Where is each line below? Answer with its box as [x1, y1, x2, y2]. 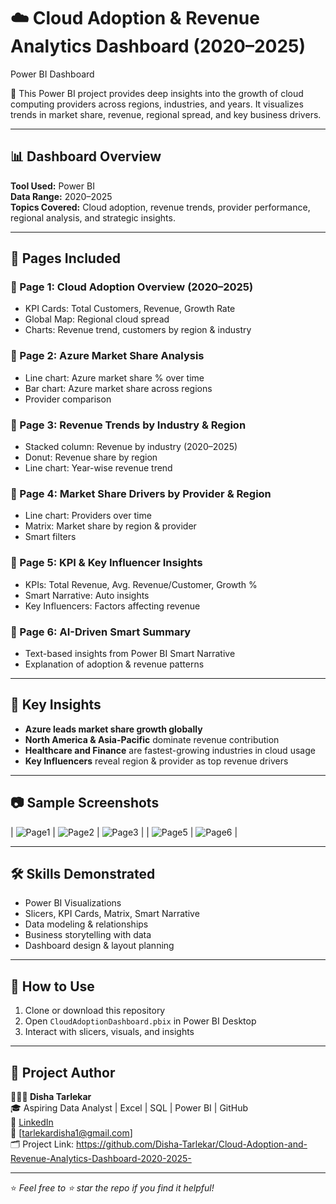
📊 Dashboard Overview [10, 148, 162, 165]
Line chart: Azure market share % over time [24, 371, 205, 384]
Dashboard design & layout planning [24, 940, 175, 952]
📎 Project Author [10, 1064, 116, 1081]
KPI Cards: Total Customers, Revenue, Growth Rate [24, 303, 236, 315]
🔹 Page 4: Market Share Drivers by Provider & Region [10, 486, 272, 500]
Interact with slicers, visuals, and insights [24, 1026, 195, 1038]
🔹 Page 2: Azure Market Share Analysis [10, 349, 205, 363]
